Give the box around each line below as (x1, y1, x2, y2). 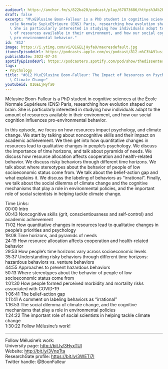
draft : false (5, 12, 32, 17)
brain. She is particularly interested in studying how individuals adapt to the (5, 106, 160, 112)
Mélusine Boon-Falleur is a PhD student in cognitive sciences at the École (5, 96, 157, 102)
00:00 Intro (5, 206, 28, 212)
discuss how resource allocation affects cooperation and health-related (5, 153, 152, 159)
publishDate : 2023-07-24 (5, 54, 57, 59)
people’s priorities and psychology (5, 227, 76, 233)
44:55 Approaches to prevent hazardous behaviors (5, 264, 110, 270)
